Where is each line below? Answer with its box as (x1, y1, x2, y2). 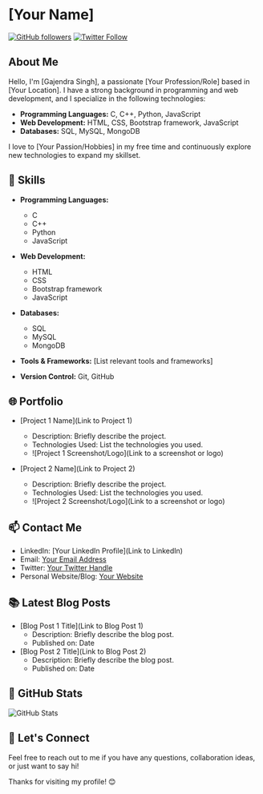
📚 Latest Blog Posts (8, 595, 111, 610)
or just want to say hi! (8, 761, 79, 771)
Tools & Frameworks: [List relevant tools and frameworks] (19, 356, 213, 365)
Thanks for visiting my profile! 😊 (8, 776, 116, 786)
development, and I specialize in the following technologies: (8, 94, 206, 103)
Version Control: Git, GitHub (19, 371, 115, 381)
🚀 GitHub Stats (8, 687, 83, 700)
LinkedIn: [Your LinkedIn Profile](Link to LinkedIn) (19, 546, 183, 556)
